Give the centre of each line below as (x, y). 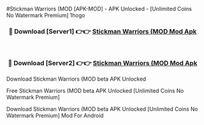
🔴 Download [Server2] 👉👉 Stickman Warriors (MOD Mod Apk (103, 63)
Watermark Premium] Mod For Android (55, 115)
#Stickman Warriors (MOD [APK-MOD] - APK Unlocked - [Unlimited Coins (99, 9)
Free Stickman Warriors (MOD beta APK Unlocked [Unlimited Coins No (95, 90)
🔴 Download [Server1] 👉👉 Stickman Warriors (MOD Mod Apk (103, 31)
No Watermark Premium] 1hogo (46, 15)
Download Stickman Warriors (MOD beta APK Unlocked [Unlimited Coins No (102, 109)
